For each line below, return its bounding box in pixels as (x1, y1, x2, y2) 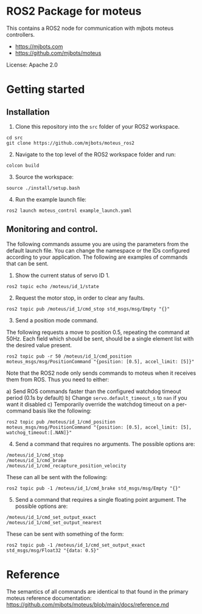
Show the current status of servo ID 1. (15, 272, 110, 279)
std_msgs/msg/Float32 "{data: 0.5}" (6, 547, 99, 554)
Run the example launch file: (15, 195, 87, 203)
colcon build (6, 162, 40, 168)
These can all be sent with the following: (6, 473, 108, 480)
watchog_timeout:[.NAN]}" (6, 429, 72, 436)
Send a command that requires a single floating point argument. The (15, 496, 187, 503)
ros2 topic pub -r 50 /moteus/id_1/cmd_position (6, 353, 132, 359)
